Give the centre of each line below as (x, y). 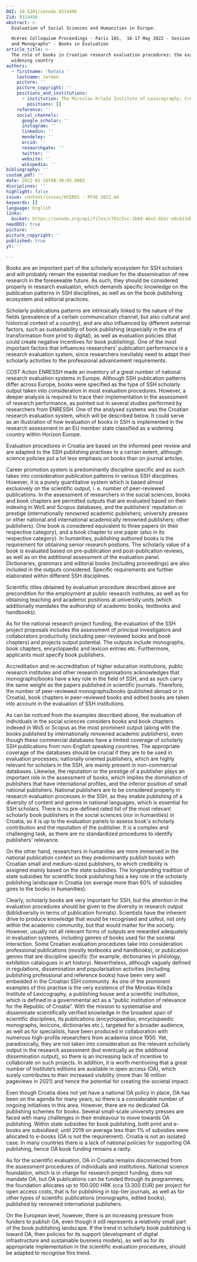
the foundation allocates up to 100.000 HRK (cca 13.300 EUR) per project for (98, 1186)
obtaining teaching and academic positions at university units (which (89, 600)
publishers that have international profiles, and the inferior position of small (97, 784)
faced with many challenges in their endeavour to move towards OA (88, 1118)
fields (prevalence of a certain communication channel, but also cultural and (98, 317)
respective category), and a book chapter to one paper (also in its (85, 532)
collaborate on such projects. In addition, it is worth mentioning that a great (97, 1063)
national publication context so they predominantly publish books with (91, 858)
